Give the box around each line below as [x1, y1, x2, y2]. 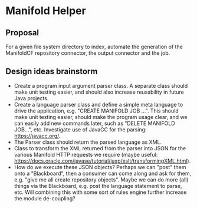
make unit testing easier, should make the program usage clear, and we [14, 113, 188, 120]
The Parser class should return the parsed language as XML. [14, 138, 162, 146]
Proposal [5, 28, 40, 38]
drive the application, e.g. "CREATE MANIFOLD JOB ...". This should [14, 107, 179, 114]
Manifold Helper [5, 4, 86, 18]
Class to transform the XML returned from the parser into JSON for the [14, 144, 186, 151]
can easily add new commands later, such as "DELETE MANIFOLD [14, 120, 175, 127]
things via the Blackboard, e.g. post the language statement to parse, [14, 182, 182, 189]
